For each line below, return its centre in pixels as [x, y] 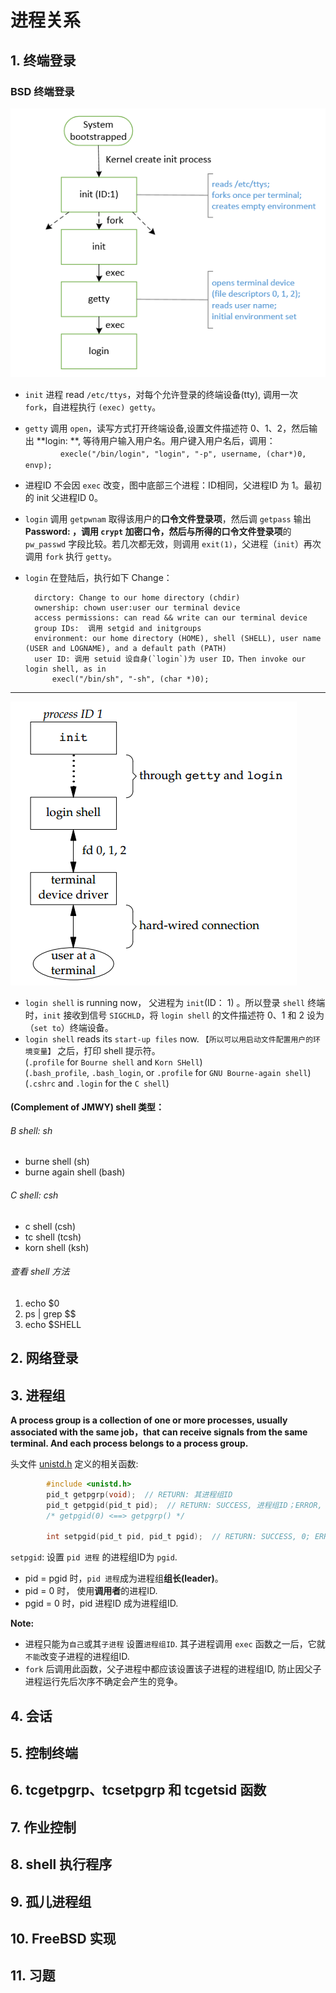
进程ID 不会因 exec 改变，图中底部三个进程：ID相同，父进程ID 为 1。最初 [173, 485]
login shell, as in [65, 669]
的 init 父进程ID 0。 [63, 497]
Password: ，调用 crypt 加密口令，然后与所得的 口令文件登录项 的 [158, 531]
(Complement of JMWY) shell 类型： [87, 1107]
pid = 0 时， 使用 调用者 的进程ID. [91, 1591]
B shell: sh [31, 1130]
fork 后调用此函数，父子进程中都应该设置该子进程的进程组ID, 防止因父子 [173, 1669]
